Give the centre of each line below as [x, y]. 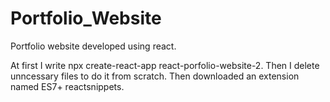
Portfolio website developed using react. [93, 46]
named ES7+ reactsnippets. [67, 86]
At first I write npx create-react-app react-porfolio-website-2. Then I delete [165, 65]
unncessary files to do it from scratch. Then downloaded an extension [155, 76]
